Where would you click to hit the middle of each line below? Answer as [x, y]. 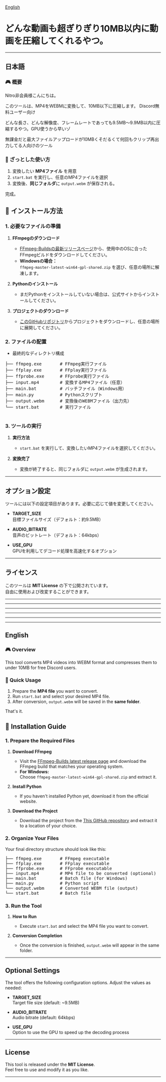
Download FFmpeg [32, 751]
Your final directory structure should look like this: [56, 849]
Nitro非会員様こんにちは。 [32, 95]
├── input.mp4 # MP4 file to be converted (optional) [81, 873]
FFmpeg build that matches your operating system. [71, 766]
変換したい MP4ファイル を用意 [44, 171]
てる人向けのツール [33, 145]
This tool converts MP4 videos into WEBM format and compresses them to [81, 662]
